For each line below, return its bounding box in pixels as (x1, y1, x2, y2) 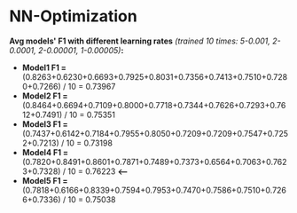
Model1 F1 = (21, 62, 66, 73)
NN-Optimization (9, 6, 137, 27)
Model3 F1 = (21, 118, 68, 130)
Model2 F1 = (21, 91, 68, 101)
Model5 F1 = (21, 175, 68, 185)
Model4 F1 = (21, 146, 69, 157)
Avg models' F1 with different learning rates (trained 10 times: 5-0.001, (9, 35, 270, 46)
